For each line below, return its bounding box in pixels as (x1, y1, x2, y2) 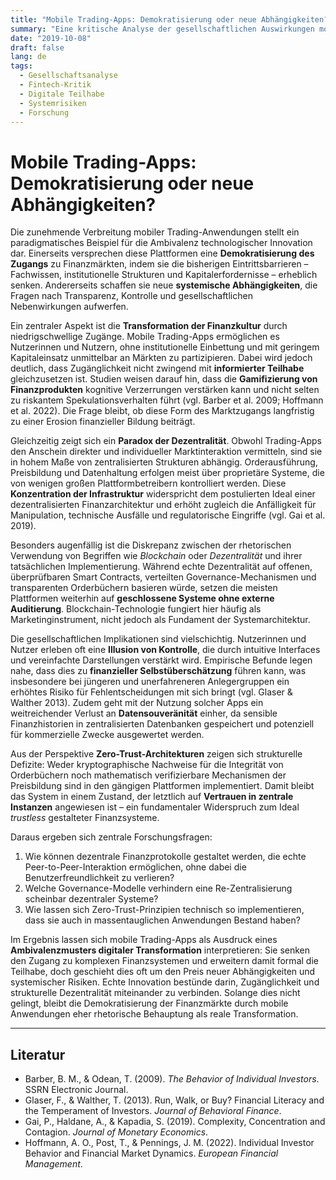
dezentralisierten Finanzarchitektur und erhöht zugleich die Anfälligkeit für (10, 499, 317, 511)
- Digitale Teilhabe (19, 89, 105, 99)
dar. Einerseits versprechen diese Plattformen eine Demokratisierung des (10, 247, 315, 260)
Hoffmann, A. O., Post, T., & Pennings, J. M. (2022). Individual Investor (24, 1137, 315, 1149)
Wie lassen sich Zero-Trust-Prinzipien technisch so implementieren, (24, 904, 305, 916)
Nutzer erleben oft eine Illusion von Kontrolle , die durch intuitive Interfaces (10, 644, 321, 656)
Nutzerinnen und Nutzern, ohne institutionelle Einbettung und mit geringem (10, 341, 320, 353)
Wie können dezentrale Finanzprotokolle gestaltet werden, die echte (24, 851, 307, 863)
